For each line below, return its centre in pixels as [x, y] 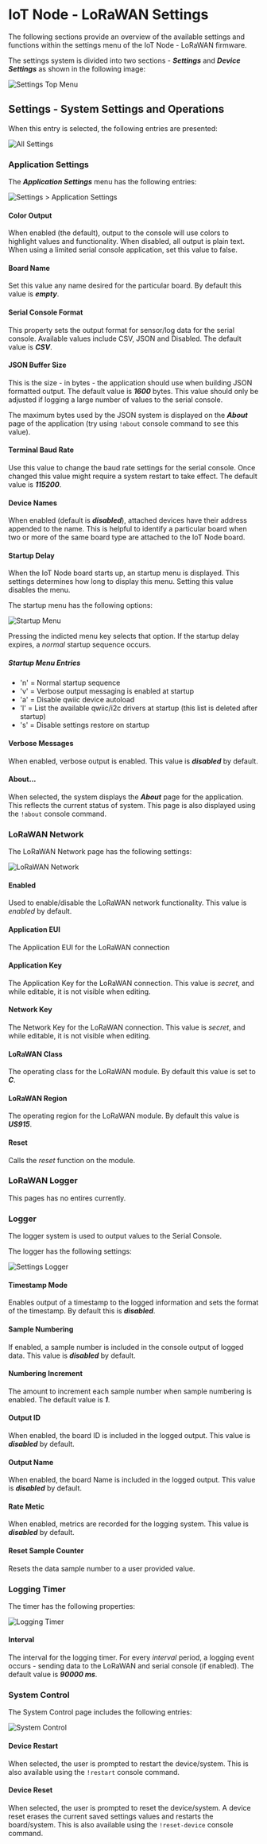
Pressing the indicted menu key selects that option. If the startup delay [124, 636]
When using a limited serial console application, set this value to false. [123, 250]
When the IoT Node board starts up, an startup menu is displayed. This [124, 573]
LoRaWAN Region [38, 1098]
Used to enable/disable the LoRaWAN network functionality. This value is [128, 903]
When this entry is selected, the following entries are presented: [113, 128]
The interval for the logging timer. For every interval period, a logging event [131, 1657]
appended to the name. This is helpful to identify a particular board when [128, 529]
